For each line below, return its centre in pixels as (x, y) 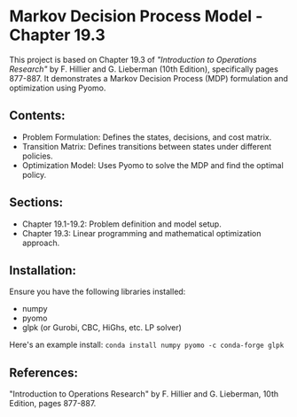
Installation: (43, 270)
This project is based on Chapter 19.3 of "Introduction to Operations (133, 59)
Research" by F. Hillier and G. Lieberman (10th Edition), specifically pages (144, 69)
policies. (37, 156)
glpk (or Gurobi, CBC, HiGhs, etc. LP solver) (102, 328)
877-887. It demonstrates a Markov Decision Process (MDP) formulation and (148, 78)
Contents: (37, 116)
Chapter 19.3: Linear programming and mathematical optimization (141, 233)
